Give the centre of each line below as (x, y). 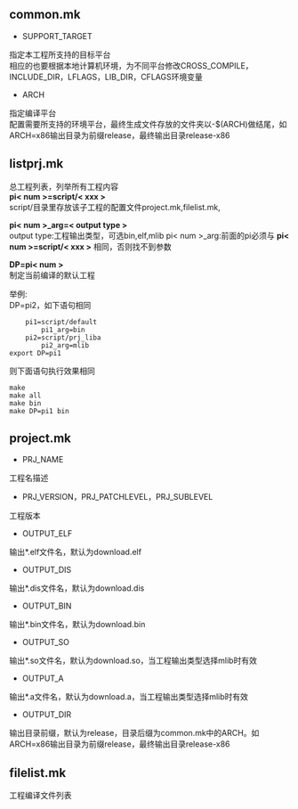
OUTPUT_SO (45, 642)
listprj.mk (36, 164)
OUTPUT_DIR (47, 715)
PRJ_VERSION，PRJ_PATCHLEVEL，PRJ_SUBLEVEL (117, 497)
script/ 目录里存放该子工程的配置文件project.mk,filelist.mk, (115, 207)
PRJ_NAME (43, 460)
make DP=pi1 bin (39, 411)
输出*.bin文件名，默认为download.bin (77, 625)
